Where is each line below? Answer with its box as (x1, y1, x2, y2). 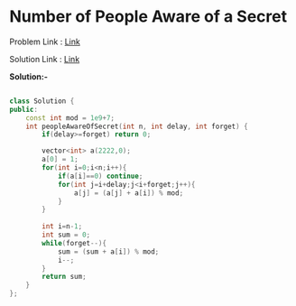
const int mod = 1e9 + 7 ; (25, 113, 116, 123)
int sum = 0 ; (42, 230, 91, 240)
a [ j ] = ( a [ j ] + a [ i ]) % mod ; (73, 188, 184, 198)
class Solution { (9, 97, 75, 106)
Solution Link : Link (9, 53, 80, 64)
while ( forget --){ (42, 238, 106, 247)
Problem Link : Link (9, 36, 81, 47)
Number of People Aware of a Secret (9, 6, 287, 27)
